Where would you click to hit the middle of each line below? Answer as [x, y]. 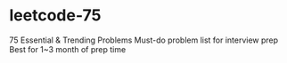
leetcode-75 [55, 16]
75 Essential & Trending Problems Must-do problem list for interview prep [144, 40]
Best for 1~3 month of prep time [68, 49]
